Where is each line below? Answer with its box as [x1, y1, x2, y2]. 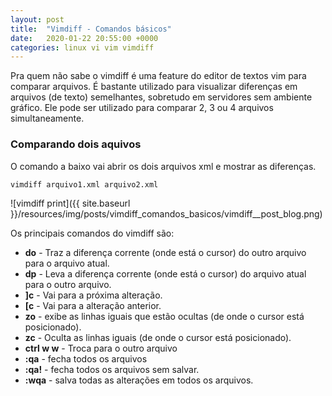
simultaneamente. [10, 112, 85, 125]
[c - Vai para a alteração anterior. [24, 299, 162, 311]
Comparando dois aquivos [10, 137, 142, 151]
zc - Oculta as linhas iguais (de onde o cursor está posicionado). [24, 331, 292, 343]
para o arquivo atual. [24, 257, 110, 269]
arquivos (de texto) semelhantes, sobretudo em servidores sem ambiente [10, 91, 313, 103]
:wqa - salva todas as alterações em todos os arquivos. [24, 374, 254, 386]
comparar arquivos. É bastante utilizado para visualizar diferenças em [10, 81, 298, 93]
